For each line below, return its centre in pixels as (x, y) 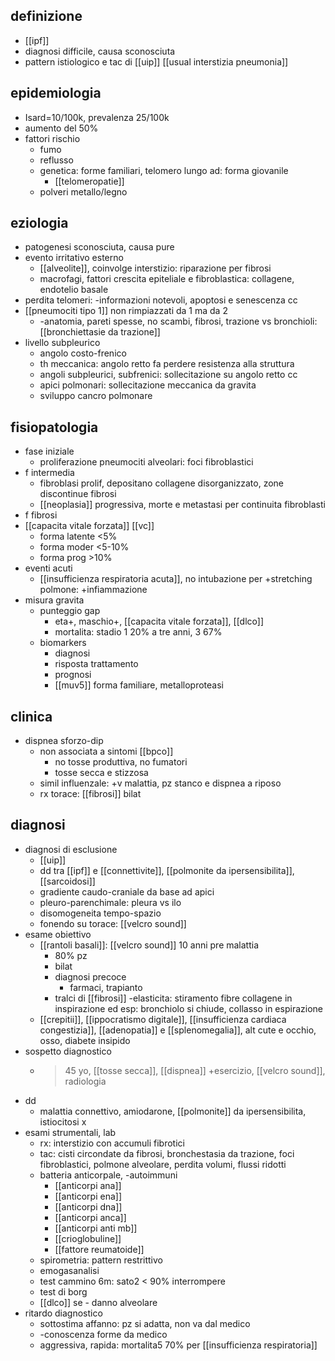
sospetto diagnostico (68, 1051)
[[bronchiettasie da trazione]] (100, 332)
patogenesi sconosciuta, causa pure (99, 247)
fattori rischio (52, 138)
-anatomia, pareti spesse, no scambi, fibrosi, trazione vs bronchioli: (178, 321)
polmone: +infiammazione (93, 590)
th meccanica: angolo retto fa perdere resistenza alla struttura (167, 364)
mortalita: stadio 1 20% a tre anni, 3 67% (138, 632)
